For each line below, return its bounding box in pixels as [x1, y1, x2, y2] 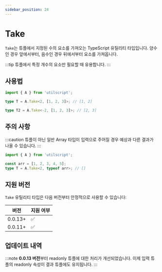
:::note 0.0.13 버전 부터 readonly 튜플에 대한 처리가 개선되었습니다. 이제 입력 [5, 255, 150, 261]
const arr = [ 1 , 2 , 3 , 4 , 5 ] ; [5, 161, 67, 166]
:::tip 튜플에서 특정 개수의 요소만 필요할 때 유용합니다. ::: [5, 62, 111, 67]
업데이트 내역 [5, 241, 42, 250]
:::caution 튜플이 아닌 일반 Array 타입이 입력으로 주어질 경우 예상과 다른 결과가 [5, 136, 154, 142]
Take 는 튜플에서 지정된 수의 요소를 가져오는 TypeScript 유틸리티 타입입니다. [5, 45, 148, 51]
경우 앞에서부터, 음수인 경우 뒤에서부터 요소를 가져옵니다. [10, 51, 118, 57]
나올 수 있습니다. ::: [5, 143, 41, 148]
